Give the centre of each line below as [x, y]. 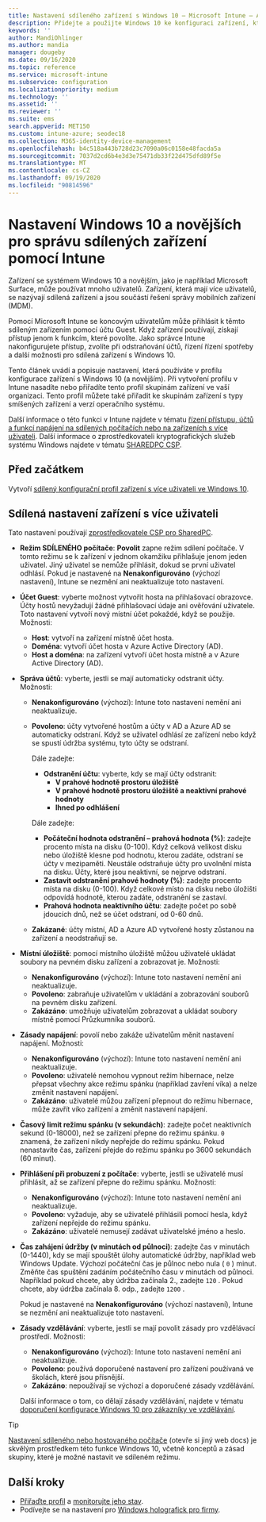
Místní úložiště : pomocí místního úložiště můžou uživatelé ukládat [127, 954]
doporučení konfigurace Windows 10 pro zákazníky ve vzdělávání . [127, 1409]
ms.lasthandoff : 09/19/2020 [55, 178]
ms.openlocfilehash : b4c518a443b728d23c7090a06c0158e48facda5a [115, 148]
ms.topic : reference [42, 67]
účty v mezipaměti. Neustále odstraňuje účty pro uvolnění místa [147, 864]
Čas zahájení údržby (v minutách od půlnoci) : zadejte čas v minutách [135, 1246]
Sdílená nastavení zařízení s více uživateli [114, 513]
